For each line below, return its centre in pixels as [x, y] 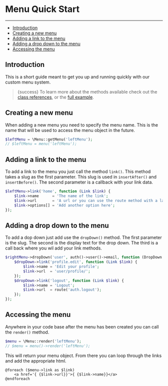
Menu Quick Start [42, 9]
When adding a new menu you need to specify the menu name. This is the [82, 125]
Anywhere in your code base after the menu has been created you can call [82, 326]
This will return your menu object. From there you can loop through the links [83, 355]
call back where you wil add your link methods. [54, 248]
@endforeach [17, 378]
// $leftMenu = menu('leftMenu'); [41, 144]
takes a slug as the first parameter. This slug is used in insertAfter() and [81, 177]
